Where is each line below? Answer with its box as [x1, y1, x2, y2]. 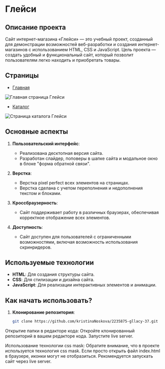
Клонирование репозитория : [12, 309, 75, 315]
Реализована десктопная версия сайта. [19, 150, 103, 156]
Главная [12, 84, 30, 90]
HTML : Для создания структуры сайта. [12, 271, 95, 277]
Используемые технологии [5, 258, 94, 267]
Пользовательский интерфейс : [12, 141, 80, 147]
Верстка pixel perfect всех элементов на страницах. [19, 180, 130, 185]
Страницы [5, 72, 39, 80]
